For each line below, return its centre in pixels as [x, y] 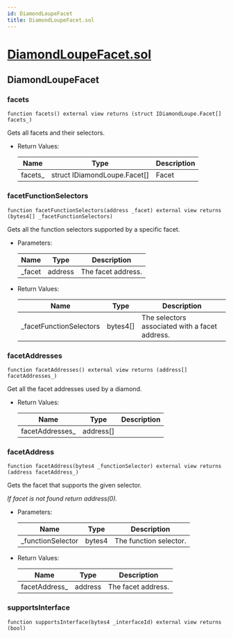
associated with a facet [179, 326]
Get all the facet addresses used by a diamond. [75, 388]
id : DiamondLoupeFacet [40, 14]
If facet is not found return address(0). [62, 499]
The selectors [164, 318]
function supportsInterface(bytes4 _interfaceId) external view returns [114, 622]
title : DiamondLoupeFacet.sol [51, 20]
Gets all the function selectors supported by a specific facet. [94, 229]
